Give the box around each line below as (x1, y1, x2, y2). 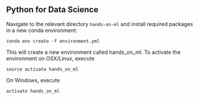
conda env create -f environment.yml (6, 38, 100, 44)
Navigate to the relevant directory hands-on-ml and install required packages (6, 20, 194, 27)
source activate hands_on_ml (6, 66, 79, 72)
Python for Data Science (6, 5, 99, 15)
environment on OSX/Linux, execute (6, 54, 95, 62)
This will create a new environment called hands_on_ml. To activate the (6, 49, 181, 56)
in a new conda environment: (6, 27, 77, 34)
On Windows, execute (6, 76, 61, 83)
